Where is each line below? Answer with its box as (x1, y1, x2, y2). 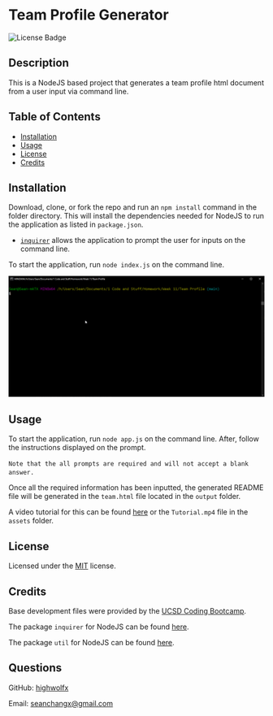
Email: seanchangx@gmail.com (8, 698, 114, 708)
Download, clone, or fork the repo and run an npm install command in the (8, 202, 258, 212)
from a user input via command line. (8, 86, 129, 96)
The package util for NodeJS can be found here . (8, 638, 175, 648)
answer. (8, 469, 35, 477)
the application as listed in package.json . (8, 219, 144, 229)
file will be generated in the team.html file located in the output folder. (8, 492, 241, 501)
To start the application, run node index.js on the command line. (8, 260, 225, 270)
